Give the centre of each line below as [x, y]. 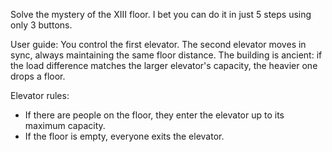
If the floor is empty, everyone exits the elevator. [124, 136]
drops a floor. [38, 76]
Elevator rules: [40, 95]
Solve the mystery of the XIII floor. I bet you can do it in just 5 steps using [161, 14]
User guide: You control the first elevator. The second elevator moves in [158, 44]
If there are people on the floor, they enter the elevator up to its [154, 115]
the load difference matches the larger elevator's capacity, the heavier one [164, 65]
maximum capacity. [65, 125]
